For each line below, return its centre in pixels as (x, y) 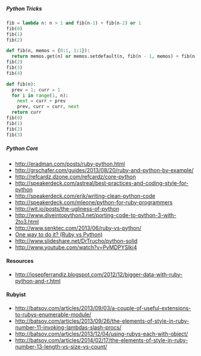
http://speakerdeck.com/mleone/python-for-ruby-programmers (94, 202)
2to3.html (27, 221)
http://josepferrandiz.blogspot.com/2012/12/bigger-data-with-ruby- (99, 274)
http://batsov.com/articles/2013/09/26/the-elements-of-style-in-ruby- (102, 321)
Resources (20, 261)
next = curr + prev (42, 101)
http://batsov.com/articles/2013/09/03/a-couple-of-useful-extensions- (103, 308)
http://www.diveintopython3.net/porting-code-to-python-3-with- (95, 215)
